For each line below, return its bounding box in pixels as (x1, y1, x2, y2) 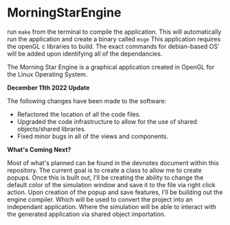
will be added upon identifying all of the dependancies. (7, 50, 163, 58)
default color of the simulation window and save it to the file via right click (7, 180, 216, 189)
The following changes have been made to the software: (7, 96, 167, 105)
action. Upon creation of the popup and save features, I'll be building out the (7, 188, 223, 196)
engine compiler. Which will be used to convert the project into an (7, 195, 194, 204)
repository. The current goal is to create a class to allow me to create (7, 166, 202, 174)
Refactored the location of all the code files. (16, 110, 141, 118)
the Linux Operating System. (7, 70, 88, 78)
